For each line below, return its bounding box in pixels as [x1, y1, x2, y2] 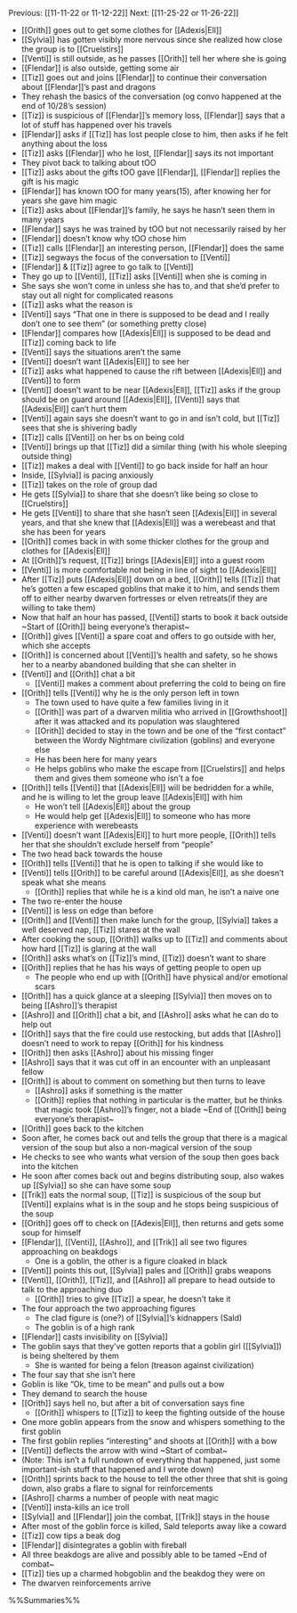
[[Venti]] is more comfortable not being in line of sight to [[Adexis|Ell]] [20, 565, 277, 575]
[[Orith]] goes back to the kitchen [20, 1123, 144, 1134]
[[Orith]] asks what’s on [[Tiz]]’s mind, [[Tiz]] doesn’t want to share [20, 953, 267, 963]
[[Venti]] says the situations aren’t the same [20, 347, 181, 357]
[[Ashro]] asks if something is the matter [34, 1085, 183, 1095]
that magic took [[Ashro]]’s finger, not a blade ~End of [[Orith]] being [34, 1104, 286, 1115]
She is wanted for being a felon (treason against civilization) [34, 1360, 254, 1371]
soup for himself [20, 1227, 82, 1238]
